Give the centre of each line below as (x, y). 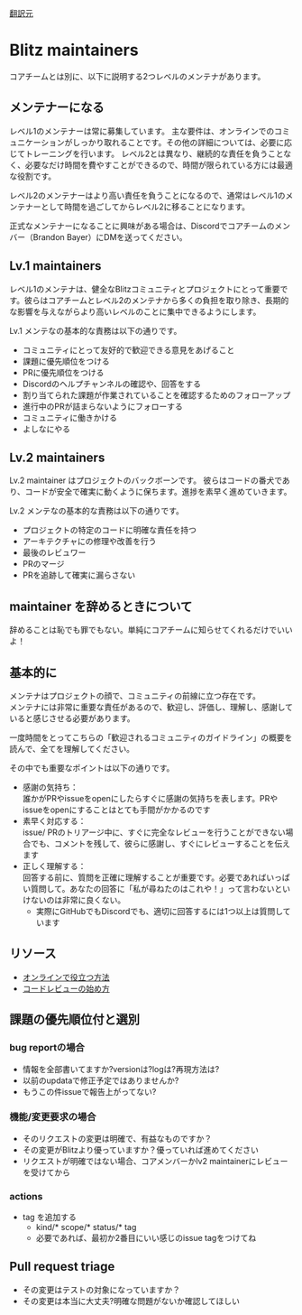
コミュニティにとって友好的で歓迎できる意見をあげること (128, 349)
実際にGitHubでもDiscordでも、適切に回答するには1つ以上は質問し (160, 911)
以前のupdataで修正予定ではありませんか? (101, 1080)
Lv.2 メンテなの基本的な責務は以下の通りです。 (97, 511)
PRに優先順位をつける (63, 372)
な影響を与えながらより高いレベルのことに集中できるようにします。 (135, 311)
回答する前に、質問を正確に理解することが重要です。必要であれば (144, 877)
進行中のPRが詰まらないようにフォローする (102, 406)
